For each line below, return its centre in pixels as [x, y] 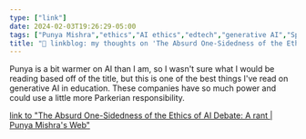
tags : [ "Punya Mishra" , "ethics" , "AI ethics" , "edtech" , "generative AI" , [148, 35]
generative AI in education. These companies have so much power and [143, 88]
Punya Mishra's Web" [50, 125]
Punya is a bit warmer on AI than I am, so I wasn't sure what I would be [142, 69]
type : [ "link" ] [38, 18]
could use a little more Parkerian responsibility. [97, 98]
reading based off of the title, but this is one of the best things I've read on [149, 79]
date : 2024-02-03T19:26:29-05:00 [73, 26]
